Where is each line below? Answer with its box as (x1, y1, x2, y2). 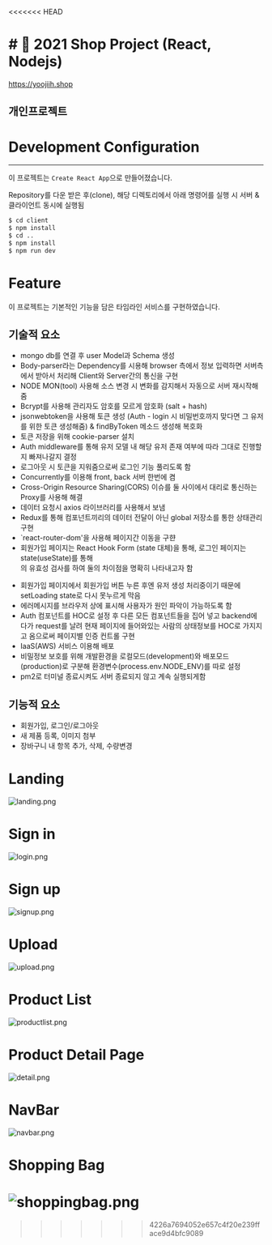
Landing (8, 770, 65, 788)
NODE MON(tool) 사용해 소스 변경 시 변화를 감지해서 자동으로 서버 (19, 381, 231, 391)
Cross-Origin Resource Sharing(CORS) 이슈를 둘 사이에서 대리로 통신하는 (19, 482, 257, 492)
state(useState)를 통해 (19, 553, 93, 563)
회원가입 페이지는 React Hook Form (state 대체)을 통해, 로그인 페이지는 (19, 543, 247, 553)
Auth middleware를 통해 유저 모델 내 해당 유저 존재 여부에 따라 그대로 (19, 441, 240, 452)
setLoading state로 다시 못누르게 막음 (19, 591, 142, 600)
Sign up (8, 880, 61, 898)
